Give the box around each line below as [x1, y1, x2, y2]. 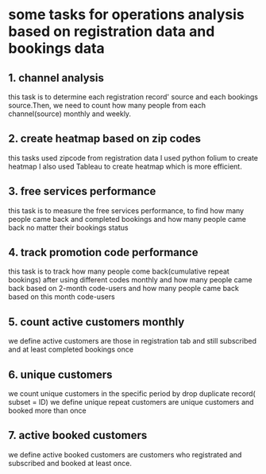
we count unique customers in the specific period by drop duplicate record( [8, 389, 256, 398]
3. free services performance [8, 185, 156, 198]
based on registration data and [8, 22, 215, 41]
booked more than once [8, 406, 87, 415]
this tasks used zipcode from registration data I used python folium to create [8, 153, 259, 162]
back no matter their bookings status [8, 223, 129, 232]
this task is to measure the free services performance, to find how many [8, 205, 245, 216]
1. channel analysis [8, 71, 105, 84]
